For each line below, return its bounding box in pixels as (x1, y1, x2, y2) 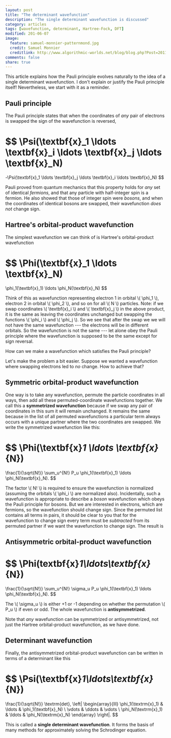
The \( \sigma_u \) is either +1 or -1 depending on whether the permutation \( (5, 600, 165, 607)
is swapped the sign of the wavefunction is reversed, (5, 118, 117, 124)
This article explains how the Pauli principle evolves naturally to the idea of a (5, 73, 166, 79)
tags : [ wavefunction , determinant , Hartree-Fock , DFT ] (5, 26, 124, 32)
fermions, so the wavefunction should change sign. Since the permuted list (5, 506, 163, 512)
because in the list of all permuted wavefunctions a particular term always (5, 413, 160, 419)
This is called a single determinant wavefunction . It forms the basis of (5, 721, 154, 727)
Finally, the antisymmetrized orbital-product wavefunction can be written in (5, 650, 163, 656)
